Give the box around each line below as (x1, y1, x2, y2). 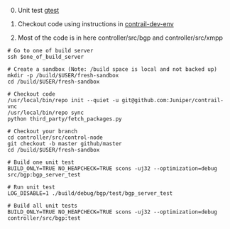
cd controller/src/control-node (7, 134, 103, 141)
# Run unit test (7, 184, 55, 191)
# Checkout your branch (7, 128, 78, 135)
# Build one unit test (7, 159, 75, 166)
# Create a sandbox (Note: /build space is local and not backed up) (7, 66, 218, 73)
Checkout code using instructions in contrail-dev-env (17, 20, 174, 28)
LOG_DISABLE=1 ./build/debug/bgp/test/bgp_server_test (7, 190, 173, 197)
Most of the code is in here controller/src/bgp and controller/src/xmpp (17, 33, 224, 42)
